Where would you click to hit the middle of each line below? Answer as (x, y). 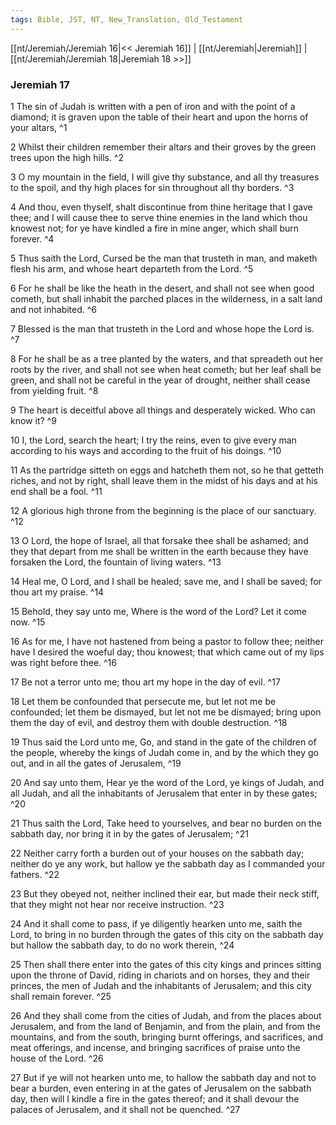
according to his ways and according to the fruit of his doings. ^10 (146, 450)
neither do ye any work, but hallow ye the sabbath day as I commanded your (168, 863)
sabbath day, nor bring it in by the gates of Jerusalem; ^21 (129, 833)
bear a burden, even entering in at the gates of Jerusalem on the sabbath (161, 1088)
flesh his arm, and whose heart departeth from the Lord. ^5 (132, 268)
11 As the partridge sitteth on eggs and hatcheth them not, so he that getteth (167, 470)
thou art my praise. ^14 (57, 592)
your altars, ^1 (39, 127)
